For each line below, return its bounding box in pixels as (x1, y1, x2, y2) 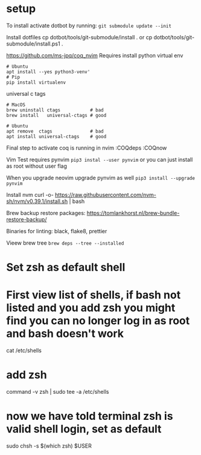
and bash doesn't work (6, 327, 124, 340)
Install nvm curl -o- (6, 191, 54, 198)
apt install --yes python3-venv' (6, 68, 91, 75)
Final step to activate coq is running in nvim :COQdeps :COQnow (6, 144, 167, 151)
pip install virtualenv (6, 79, 66, 85)
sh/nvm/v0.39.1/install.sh (6, 198, 68, 205)
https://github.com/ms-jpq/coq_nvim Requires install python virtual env (6, 51, 183, 59)
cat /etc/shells (6, 347, 42, 354)
